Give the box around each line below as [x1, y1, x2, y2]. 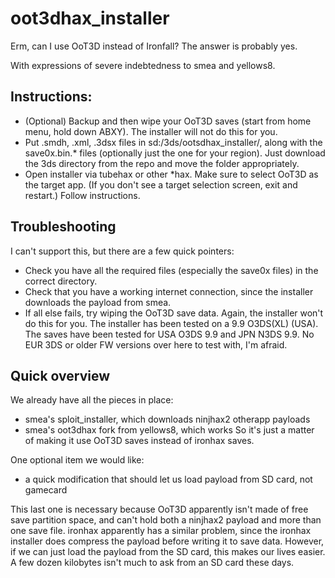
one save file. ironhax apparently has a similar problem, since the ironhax [10, 525, 312, 537]
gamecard [24, 484, 68, 496]
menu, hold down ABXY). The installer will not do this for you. [24, 125, 278, 137]
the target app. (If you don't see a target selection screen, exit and [24, 178, 298, 191]
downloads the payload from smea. [24, 296, 172, 308]
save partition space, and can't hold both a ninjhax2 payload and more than [10, 514, 322, 526]
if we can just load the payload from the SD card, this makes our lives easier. [10, 546, 326, 558]
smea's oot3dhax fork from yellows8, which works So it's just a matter [24, 424, 315, 436]
